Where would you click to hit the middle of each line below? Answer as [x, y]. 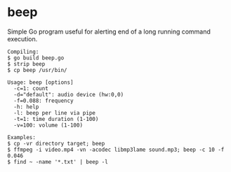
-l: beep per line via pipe [55, 113]
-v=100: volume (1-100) [48, 125]
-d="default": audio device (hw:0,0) [69, 94]
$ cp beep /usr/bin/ [38, 70]
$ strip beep [26, 64]
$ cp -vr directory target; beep [56, 143]
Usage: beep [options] [40, 82]
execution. [22, 38]
